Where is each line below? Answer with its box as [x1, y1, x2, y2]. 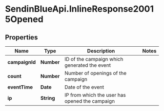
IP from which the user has [64, 92, 126, 98]
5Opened [5, 14, 44, 25]
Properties [5, 33, 38, 41]
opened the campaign [64, 98, 115, 104]
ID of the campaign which [64, 56, 123, 62]
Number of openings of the [64, 70, 127, 76]
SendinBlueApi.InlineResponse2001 [5, 3, 154, 15]
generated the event [64, 62, 111, 69]
